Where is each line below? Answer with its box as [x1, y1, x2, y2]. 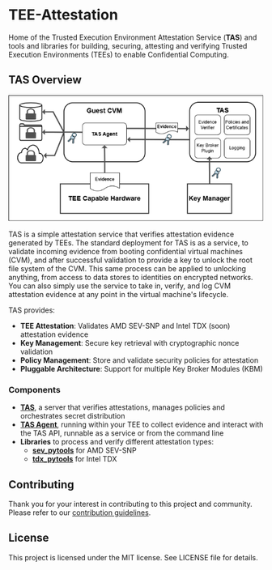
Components [8, 384, 61, 395]
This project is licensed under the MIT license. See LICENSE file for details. [8, 552, 258, 562]
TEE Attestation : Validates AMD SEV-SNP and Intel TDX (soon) [19, 321, 231, 330]
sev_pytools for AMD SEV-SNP [32, 445, 137, 455]
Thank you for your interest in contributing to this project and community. [8, 499, 253, 508]
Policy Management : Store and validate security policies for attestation [19, 355, 259, 365]
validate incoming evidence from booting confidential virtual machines [8, 246, 243, 256]
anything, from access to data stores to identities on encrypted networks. [8, 272, 253, 282]
